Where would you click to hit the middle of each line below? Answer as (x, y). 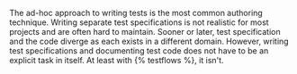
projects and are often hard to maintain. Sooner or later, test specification (145, 32)
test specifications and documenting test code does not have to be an (139, 51)
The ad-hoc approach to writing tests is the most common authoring (136, 13)
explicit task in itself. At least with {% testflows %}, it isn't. (117, 60)
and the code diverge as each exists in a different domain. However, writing (149, 41)
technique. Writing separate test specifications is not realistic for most (139, 22)
